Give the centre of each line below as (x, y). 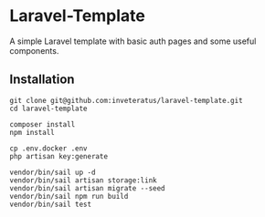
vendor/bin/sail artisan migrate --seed (88, 188)
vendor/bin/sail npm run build (69, 196)
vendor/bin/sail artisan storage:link (83, 180)
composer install (42, 124)
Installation (42, 80)
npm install (32, 132)
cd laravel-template (49, 108)
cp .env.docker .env (49, 148)
